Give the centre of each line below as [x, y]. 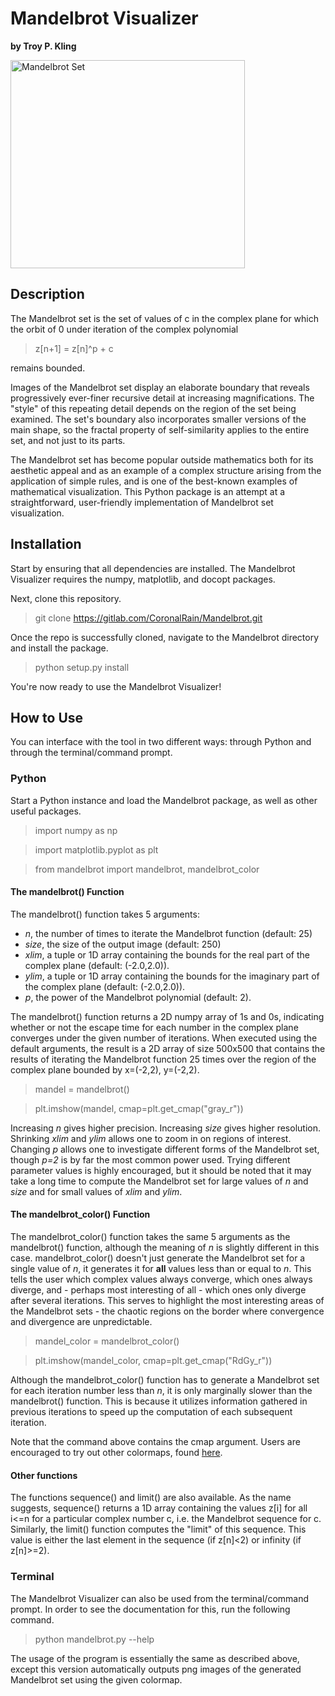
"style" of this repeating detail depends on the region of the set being [153, 408]
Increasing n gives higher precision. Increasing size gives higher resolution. [165, 1128]
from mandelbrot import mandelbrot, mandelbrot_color [147, 869]
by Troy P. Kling [43, 46]
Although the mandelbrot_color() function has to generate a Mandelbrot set [165, 1380]
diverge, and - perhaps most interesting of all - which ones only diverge [158, 1290]
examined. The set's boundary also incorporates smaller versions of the [158, 419]
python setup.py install [82, 667]
